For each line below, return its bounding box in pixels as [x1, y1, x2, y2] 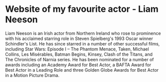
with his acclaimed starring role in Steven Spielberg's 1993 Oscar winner [5, 36, 154, 41]
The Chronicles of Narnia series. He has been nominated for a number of [5, 56, 154, 62]
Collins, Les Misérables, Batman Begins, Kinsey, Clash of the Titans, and [5, 51, 153, 57]
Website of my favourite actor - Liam [5, 3, 159, 15]
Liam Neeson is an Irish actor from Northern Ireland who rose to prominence [5, 30, 161, 36]
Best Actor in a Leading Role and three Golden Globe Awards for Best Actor [5, 67, 159, 73]
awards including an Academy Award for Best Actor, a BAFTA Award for [5, 62, 151, 68]
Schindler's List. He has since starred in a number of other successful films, [5, 41, 160, 46]
